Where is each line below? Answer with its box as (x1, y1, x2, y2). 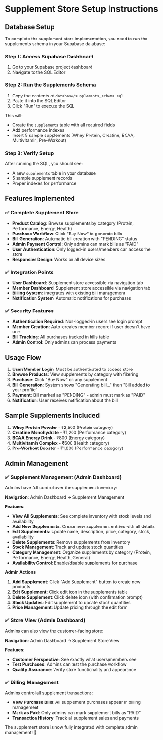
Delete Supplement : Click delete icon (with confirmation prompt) (12, 594, 143, 600)
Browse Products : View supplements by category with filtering (12, 371, 139, 377)
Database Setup (5, 23, 55, 31)
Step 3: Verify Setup (5, 150, 54, 156)
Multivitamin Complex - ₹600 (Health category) (12, 440, 109, 446)
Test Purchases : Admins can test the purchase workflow (12, 662, 127, 667)
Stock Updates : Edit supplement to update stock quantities (12, 600, 131, 605)
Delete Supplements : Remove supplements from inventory (12, 539, 130, 545)
